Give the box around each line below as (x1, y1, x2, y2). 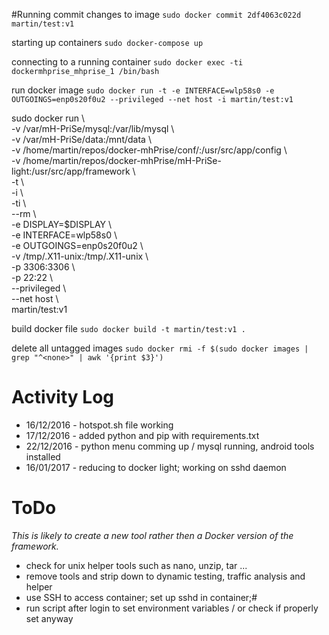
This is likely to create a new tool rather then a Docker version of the (11, 529, 294, 541)
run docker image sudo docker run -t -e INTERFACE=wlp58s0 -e (11, 84, 275, 96)
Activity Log (11, 386, 115, 409)
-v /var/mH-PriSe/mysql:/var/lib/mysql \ (11, 123, 175, 134)
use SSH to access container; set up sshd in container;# (25, 591, 258, 603)
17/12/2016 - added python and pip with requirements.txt (25, 429, 260, 441)
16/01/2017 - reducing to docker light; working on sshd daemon (25, 461, 287, 473)
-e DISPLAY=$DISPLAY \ (11, 219, 113, 230)
